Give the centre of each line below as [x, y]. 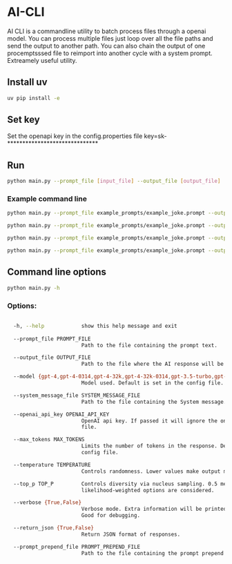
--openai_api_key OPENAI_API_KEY [61, 414]
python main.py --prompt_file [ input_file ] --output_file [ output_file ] [114, 181]
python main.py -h [33, 288]
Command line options [57, 272]
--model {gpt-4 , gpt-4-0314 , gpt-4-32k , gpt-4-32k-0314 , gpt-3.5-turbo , [114, 377]
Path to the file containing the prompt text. [149, 345]
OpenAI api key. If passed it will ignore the [149, 421]
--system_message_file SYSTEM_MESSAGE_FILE [77, 395]
